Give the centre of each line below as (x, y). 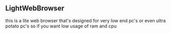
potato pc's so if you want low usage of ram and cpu (61, 26)
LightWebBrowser (35, 8)
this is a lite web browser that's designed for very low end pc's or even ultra (85, 20)
